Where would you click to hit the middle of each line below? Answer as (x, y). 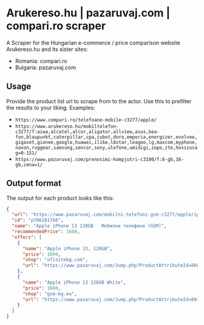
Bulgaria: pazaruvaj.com (46, 67)
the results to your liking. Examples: (51, 108)
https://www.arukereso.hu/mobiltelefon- (67, 126)
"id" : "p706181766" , (38, 221)
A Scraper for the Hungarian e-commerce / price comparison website (93, 43)
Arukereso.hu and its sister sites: (47, 49)
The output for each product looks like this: (60, 198)
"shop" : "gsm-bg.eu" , (50, 294)
